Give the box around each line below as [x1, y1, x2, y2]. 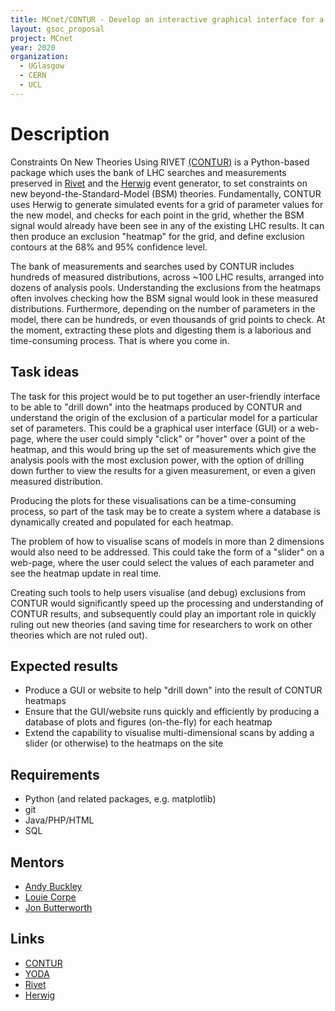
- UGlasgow [19, 61, 65, 71]
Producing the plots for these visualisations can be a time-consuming [10, 494, 297, 506]
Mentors [10, 854, 65, 871]
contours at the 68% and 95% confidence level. [10, 241, 208, 253]
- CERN [19, 71, 47, 81]
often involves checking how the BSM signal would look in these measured [10, 292, 319, 304]
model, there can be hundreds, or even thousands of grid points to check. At [10, 313, 326, 325]
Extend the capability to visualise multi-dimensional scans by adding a [24, 727, 315, 739]
